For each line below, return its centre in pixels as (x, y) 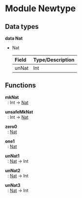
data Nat (14, 38)
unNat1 (12, 156)
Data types (22, 27)
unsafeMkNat (19, 112)
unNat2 (13, 170)
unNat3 (13, 185)
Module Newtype (41, 9)
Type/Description (54, 60)
